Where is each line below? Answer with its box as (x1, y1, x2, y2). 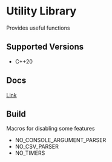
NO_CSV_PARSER (15, 143, 59, 151)
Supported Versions (6, 42, 84, 52)
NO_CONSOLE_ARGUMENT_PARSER (15, 137, 107, 144)
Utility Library (6, 4, 77, 18)
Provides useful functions (6, 24, 70, 31)
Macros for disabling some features (6, 125, 95, 132)
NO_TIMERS (15, 149, 45, 157)
